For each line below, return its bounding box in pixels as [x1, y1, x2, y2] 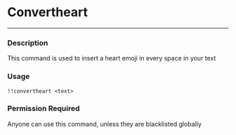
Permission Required [7, 103, 80, 113]
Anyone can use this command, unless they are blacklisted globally [7, 120, 202, 128]
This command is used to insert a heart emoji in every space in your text [7, 54, 216, 63]
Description [7, 38, 48, 48]
